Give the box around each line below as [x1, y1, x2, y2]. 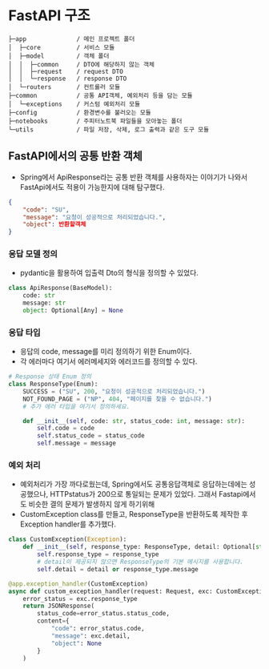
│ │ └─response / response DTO [8, 75, 127, 83]
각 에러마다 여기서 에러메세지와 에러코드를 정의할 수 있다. [19, 357, 198, 366]
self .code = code [37, 425, 94, 433]
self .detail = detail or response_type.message [37, 565, 199, 573]
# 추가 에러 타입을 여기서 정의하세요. [22, 402, 130, 410]
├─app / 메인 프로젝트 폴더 [8, 34, 135, 43]
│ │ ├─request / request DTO [8, 67, 124, 75]
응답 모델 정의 [8, 248, 58, 260]
